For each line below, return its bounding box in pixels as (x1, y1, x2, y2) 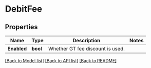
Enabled (7, 45, 27, 52)
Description (73, 37, 101, 44)
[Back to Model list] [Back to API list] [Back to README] (5, 58, 117, 64)
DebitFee (5, 3, 42, 15)
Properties (5, 23, 38, 31)
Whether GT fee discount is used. (48, 45, 125, 52)
